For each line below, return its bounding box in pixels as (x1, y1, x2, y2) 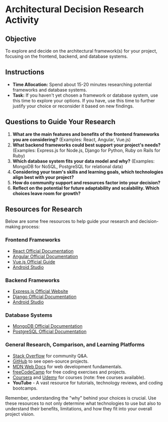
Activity (5, 14, 39, 26)
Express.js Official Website (12, 288, 68, 294)
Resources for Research (5, 205, 82, 214)
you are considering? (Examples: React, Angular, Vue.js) (12, 136, 131, 142)
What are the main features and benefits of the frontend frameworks (12, 131, 160, 137)
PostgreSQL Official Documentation (12, 328, 87, 335)
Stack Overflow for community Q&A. (12, 353, 88, 359)
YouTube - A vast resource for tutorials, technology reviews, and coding (12, 379, 163, 386)
